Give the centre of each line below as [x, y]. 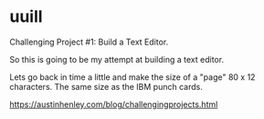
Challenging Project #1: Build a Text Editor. [89, 42]
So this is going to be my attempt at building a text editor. [117, 59]
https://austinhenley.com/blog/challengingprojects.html [114, 104]
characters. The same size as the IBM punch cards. [106, 86]
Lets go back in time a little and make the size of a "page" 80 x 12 [132, 77]
